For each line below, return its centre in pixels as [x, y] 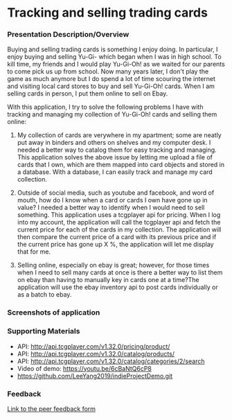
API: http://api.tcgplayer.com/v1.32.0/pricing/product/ [93, 346]
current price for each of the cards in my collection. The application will [119, 229]
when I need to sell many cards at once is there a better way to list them [120, 272]
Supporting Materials [44, 331]
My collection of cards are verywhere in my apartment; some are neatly [119, 135]
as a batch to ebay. [44, 295]
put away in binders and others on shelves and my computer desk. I [114, 143]
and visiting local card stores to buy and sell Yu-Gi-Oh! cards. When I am [111, 86]
